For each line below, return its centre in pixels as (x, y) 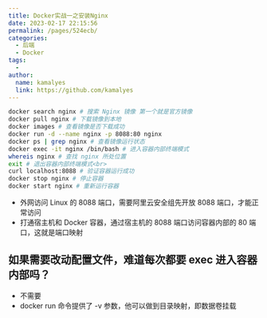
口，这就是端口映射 (51, 232)
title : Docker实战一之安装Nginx (59, 16)
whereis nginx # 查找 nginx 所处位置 (67, 157)
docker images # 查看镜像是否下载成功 (67, 127)
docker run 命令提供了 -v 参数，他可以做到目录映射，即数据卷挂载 (128, 305)
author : (21, 75)
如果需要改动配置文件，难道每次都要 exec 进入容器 (133, 260)
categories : (28, 38)
